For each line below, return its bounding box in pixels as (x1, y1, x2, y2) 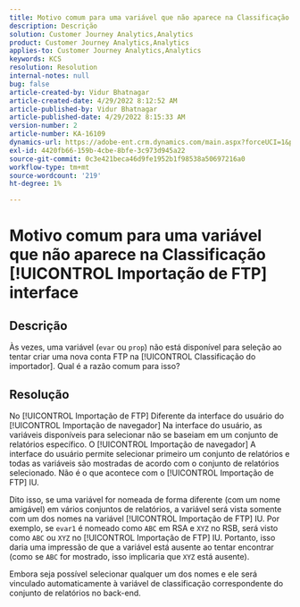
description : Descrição (9, 21, 98, 30)
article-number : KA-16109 (9, 130, 105, 139)
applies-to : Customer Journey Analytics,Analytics (9, 46, 202, 55)
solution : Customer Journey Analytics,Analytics (9, 30, 194, 38)
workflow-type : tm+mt (9, 163, 90, 172)
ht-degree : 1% (9, 180, 62, 189)
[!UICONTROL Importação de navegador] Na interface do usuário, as (9, 419, 262, 430)
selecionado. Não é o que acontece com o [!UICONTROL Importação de (9, 467, 274, 478)
